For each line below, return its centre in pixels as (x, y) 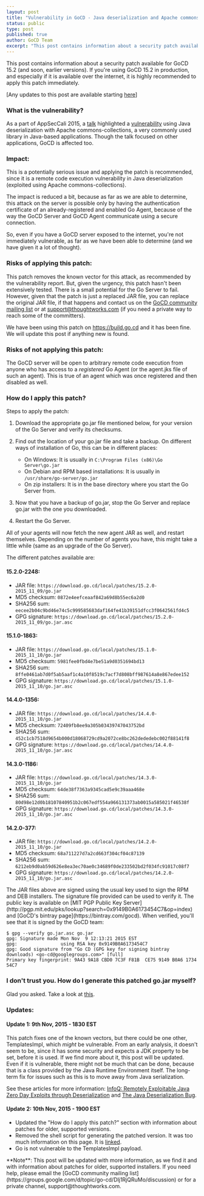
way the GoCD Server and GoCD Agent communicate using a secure (92, 216)
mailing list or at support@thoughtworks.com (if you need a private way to (99, 309)
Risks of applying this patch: (49, 263)
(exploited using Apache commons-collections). (66, 185)
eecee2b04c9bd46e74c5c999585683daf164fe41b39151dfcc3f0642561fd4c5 (102, 610)
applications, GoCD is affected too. (50, 143)
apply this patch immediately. (43, 82)
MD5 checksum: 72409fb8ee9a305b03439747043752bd (80, 725)
